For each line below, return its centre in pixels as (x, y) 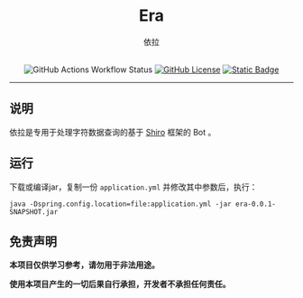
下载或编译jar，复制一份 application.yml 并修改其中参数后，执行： (133, 187)
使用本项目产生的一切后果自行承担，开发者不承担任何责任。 (120, 284)
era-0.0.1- (256, 204)
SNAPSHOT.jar (34, 212)
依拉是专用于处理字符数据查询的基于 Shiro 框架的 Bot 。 (113, 132)
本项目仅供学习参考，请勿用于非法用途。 (84, 265)
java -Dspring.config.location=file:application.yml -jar (120, 204)
